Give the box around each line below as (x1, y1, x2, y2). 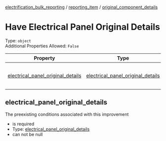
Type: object (5, 37, 31, 43)
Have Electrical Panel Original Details (5, 22, 161, 33)
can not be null (12, 131, 43, 137)
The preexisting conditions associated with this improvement (5, 111, 129, 117)
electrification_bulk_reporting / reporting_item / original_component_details (5, 4, 158, 10)
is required (12, 121, 35, 127)
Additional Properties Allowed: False (5, 43, 79, 49)
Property (34, 54, 55, 61)
